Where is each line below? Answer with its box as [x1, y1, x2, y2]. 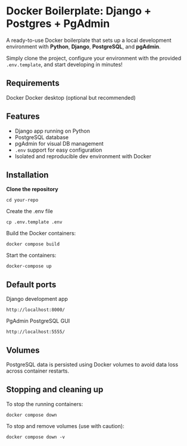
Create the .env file [6, 208, 54, 215]
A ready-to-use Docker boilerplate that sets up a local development [6, 36, 172, 44]
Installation [6, 170, 49, 180]
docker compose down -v [6, 434, 66, 440]
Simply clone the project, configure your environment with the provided [6, 54, 182, 61]
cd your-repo [6, 197, 39, 204]
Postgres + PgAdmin [6, 17, 110, 30]
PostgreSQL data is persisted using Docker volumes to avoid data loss [6, 361, 179, 368]
